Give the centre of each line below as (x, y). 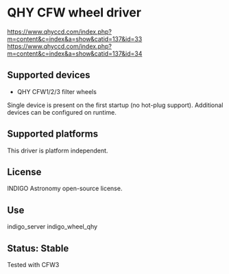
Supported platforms (52, 134)
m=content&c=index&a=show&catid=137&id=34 (75, 54)
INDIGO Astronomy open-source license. (65, 189)
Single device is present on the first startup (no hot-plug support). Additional (115, 105)
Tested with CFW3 (33, 265)
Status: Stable (38, 248)
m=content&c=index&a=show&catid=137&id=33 (75, 38)
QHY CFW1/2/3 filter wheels (57, 91)
